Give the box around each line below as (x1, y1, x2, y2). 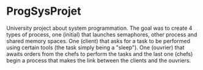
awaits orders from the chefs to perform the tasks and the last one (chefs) (6, 50, 193, 57)
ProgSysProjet (6, 4, 81, 18)
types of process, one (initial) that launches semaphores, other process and (6, 30, 197, 38)
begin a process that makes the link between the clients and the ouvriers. (6, 57, 191, 64)
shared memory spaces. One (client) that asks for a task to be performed (6, 37, 191, 44)
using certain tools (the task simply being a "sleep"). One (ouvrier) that (6, 44, 185, 51)
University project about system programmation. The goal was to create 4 (6, 24, 193, 32)
